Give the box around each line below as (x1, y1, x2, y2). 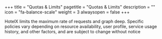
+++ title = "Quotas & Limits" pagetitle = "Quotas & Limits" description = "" (4, 4, 155, 10)
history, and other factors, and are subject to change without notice (4, 29, 140, 34)
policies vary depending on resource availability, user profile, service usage (4, 24, 157, 29)
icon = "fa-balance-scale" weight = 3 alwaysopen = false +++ (4, 9, 130, 15)
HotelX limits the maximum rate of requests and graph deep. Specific (4, 19, 144, 24)
